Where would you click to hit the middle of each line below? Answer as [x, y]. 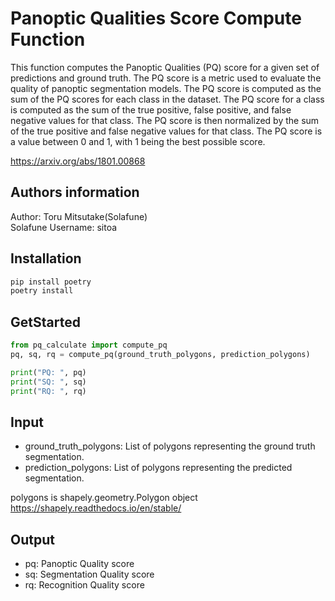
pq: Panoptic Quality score [79, 564]
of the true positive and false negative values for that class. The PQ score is [166, 131]
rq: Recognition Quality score [84, 585]
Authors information [75, 192]
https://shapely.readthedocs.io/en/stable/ [96, 508]
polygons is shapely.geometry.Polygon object [104, 498]
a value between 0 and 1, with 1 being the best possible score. [138, 141]
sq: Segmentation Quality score [89, 574]
